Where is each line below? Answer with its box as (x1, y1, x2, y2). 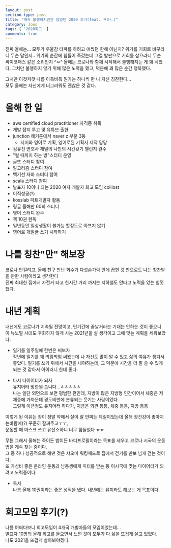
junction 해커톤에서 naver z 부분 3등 (12, 133, 86, 139)
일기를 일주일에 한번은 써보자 (12, 347, 70, 353)
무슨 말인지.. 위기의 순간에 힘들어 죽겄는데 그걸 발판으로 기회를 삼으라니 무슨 (10, 52, 161, 58)
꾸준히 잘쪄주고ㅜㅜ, (28, 420, 68, 426)
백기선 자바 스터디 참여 (12, 171, 58, 177)
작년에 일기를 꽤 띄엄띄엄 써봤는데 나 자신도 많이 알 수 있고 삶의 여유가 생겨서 (12, 354, 165, 360)
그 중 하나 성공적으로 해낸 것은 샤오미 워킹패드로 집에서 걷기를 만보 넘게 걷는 (5, 450, 156, 456)
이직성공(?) (12, 190, 35, 196)
